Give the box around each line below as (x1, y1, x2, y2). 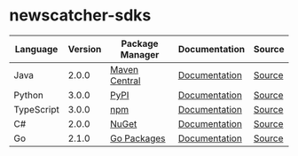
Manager (120, 48, 160, 60)
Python (13, 89, 44, 101)
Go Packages (110, 132, 166, 144)
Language (14, 43, 59, 55)
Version (67, 43, 102, 55)
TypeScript (13, 103, 59, 115)
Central (110, 74, 141, 87)
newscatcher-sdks (9, 5, 152, 26)
